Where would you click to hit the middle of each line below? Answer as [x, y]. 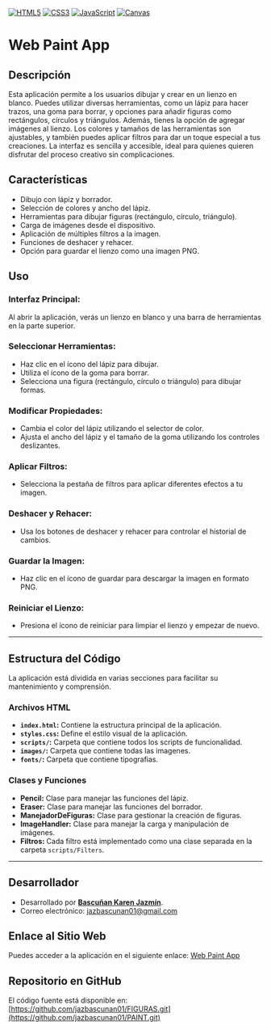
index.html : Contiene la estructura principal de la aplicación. [121, 725]
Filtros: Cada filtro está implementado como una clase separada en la [136, 841]
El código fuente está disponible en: [68, 1000]
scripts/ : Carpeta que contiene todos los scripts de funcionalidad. [131, 742]
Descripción [40, 75]
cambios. [35, 540]
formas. [33, 390]
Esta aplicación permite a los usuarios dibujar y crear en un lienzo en [123, 94]
